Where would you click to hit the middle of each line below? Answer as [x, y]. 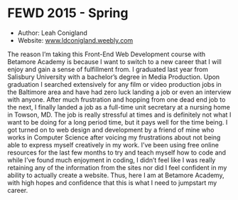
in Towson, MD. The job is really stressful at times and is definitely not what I [119, 115]
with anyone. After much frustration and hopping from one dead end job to [117, 99]
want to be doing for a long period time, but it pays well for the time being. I [118, 122]
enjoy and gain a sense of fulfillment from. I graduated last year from [108, 69]
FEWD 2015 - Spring [68, 13]
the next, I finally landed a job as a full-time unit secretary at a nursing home [119, 107]
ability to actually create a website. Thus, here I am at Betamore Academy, [116, 175]
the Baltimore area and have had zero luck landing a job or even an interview [119, 92]
